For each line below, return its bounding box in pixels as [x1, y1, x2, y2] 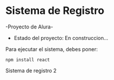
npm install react [5, 57, 50, 63]
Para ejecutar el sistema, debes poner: [5, 45, 98, 53]
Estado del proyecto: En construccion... [13, 34, 109, 41]
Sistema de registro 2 [5, 67, 57, 74]
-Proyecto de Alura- [5, 23, 54, 30]
